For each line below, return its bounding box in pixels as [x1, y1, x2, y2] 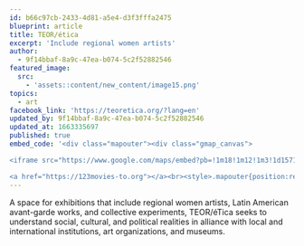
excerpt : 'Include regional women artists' [9, 38, 176, 48]
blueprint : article [9, 22, 83, 31]
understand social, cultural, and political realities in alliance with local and [9, 216, 283, 227]
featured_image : [9, 64, 71, 73]
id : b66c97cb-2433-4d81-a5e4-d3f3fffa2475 [9, 13, 172, 23]
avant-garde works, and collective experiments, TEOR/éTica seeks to [9, 206, 267, 217]
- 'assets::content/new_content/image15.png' [25, 80, 201, 90]
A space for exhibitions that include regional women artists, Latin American [9, 196, 290, 208]
